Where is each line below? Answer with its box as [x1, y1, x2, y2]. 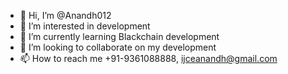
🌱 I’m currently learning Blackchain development [19, 31, 220, 42]
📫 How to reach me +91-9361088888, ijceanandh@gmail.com [19, 53, 278, 64]
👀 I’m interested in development [19, 20, 151, 32]
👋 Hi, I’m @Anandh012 [19, 10, 112, 21]
